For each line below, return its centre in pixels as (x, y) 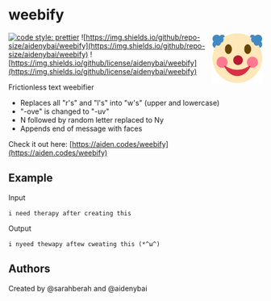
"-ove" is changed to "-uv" (65, 111)
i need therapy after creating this (70, 213)
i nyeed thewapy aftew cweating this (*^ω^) (84, 244)
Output (20, 228)
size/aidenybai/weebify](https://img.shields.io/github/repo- (107, 45)
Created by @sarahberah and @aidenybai (78, 288)
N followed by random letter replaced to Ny (92, 119)
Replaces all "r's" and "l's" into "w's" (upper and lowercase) (120, 102)
